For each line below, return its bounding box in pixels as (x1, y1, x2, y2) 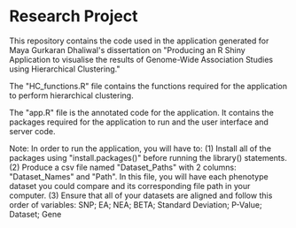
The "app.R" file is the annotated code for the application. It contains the (9, 107, 275, 118)
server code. (9, 125, 56, 136)
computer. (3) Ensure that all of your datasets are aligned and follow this (9, 190, 273, 201)
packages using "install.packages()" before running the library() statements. (9, 152, 288, 163)
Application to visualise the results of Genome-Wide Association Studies (9, 54, 273, 65)
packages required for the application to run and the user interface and (9, 117, 269, 127)
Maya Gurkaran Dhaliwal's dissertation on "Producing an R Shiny (9, 44, 245, 55)
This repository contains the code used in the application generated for (9, 35, 269, 46)
